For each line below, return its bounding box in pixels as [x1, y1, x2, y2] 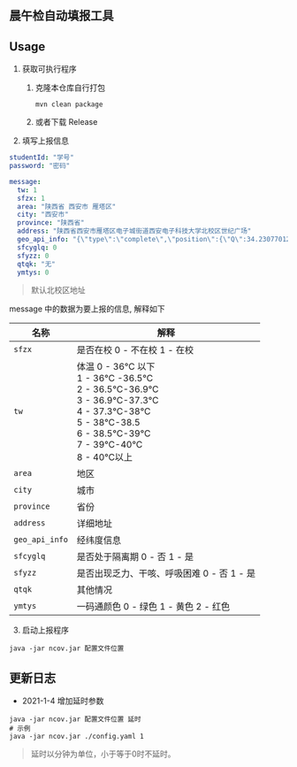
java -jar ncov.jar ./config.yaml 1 [9, 732, 144, 741]
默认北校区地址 [30, 285, 86, 295]
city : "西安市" [17, 211, 69, 219]
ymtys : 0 [17, 268, 49, 277]
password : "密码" [9, 162, 71, 171]
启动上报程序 [21, 625, 69, 635]
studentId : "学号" [9, 153, 74, 162]
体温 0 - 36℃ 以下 [76, 361, 156, 373]
